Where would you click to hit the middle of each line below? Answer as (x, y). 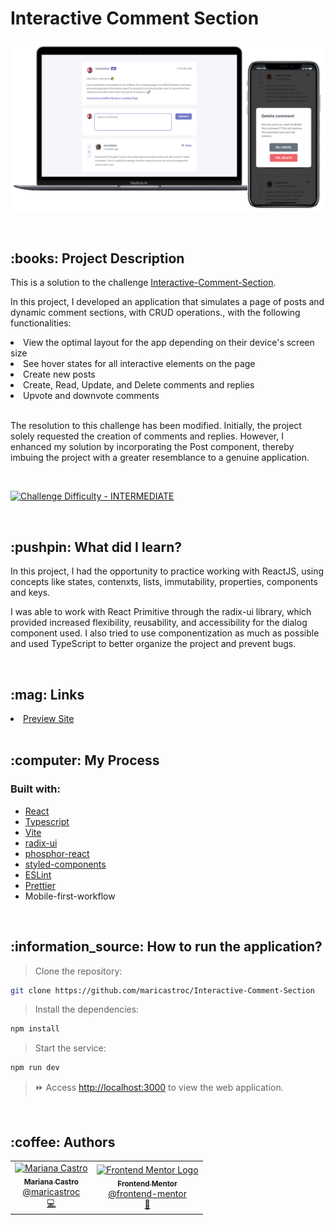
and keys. (30, 593)
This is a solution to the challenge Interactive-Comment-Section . (143, 283)
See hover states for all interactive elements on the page (139, 364)
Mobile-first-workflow (70, 896)
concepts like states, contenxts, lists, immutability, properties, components (164, 582)
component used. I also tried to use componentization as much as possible (165, 633)
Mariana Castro (51, 1182)
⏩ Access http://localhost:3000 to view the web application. (159, 1088)
